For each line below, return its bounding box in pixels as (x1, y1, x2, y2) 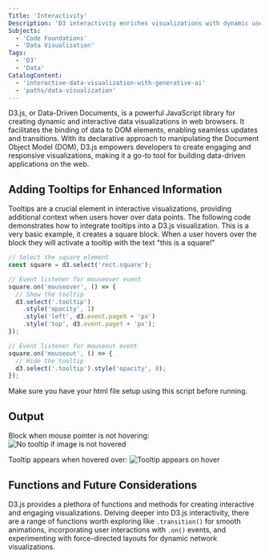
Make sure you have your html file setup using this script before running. (8, 386, 248, 396)
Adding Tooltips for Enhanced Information (8, 182, 223, 196)
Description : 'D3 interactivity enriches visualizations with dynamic (8, 19, 249, 27)
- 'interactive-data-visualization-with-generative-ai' (15, 79, 206, 87)
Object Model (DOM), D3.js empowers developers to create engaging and (8, 142, 251, 152)
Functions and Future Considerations (8, 478, 198, 491)
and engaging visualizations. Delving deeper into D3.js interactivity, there (8, 507, 250, 517)
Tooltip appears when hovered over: (8, 455, 128, 465)
